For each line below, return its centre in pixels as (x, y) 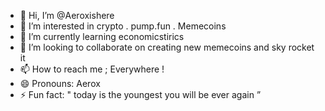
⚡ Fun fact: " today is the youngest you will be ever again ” (140, 94)
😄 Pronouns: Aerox (60, 83)
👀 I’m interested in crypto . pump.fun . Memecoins (123, 26)
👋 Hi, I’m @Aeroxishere (67, 15)
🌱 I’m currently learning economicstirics (102, 36)
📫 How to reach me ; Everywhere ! (92, 69)
